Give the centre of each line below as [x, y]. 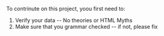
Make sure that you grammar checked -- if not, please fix [87, 27]
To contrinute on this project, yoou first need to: [66, 9]
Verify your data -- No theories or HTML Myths [74, 20]
